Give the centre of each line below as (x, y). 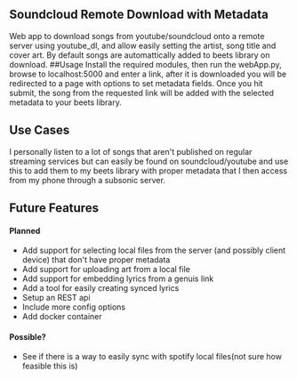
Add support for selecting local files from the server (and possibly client (154, 250)
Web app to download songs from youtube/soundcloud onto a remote (137, 36)
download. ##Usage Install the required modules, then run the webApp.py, (145, 64)
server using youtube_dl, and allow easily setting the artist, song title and (143, 45)
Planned (25, 230)
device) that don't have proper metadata (96, 260)
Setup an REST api (56, 298)
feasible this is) (50, 366)
